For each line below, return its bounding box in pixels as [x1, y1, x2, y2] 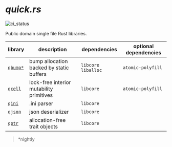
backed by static [29, 64, 69, 71]
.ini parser [29, 100, 54, 107]
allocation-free [29, 116, 66, 123]
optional [133, 43, 154, 50]
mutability [29, 85, 53, 92]
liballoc [81, 67, 102, 73]
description [38, 46, 67, 53]
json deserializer [29, 108, 69, 115]
